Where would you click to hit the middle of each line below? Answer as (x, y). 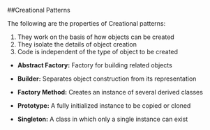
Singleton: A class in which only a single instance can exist (103, 119)
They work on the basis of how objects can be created (96, 37)
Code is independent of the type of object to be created (97, 52)
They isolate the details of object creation (77, 44)
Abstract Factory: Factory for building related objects (95, 65)
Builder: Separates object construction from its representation (107, 79)
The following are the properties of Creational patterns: (87, 23)
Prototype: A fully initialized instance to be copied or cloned (104, 106)
